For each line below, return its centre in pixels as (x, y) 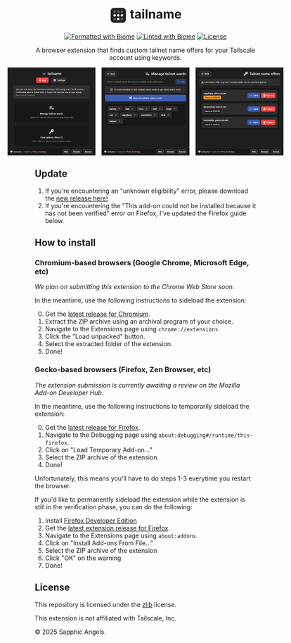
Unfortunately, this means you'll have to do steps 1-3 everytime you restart (143, 478)
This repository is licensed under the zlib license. (106, 604)
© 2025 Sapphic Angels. (70, 632)
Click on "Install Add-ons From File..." (99, 543)
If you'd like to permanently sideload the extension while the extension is (140, 499)
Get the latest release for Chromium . (97, 314)
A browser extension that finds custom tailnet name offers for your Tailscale (145, 50)
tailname (156, 14)
